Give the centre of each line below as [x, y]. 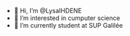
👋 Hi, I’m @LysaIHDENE [48, 11]
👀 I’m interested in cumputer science [67, 18]
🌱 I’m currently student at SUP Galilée [68, 25]
